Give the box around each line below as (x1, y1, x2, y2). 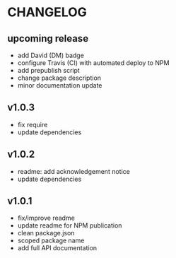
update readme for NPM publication (17, 221, 122, 230)
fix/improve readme (17, 213, 76, 223)
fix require (17, 120, 48, 129)
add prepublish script (17, 66, 80, 74)
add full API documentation (17, 244, 98, 252)
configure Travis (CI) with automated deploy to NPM (17, 59, 170, 67)
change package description (17, 74, 101, 82)
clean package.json (17, 229, 75, 238)
